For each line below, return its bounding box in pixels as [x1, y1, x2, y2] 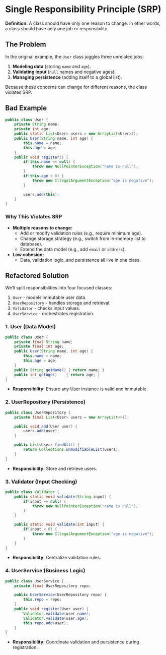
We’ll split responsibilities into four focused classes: [5, 285, 112, 291]
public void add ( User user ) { [14, 424, 78, 429]
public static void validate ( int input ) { [14, 522, 105, 527]
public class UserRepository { [5, 410, 71, 415]
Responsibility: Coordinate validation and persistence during [12, 639, 139, 645]
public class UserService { [5, 578, 64, 583]
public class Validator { [5, 489, 59, 495]
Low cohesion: [12, 251, 44, 258]
